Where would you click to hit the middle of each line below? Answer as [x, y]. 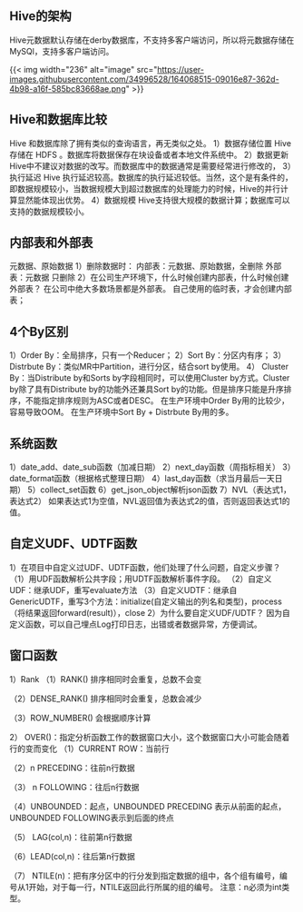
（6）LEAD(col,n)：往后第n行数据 [73, 856]
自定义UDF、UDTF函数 [73, 544]
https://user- [181, 69]
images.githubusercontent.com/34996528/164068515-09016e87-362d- [144, 79]
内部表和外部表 [51, 243]
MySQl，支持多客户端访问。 [62, 51]
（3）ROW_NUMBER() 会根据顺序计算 [80, 718]
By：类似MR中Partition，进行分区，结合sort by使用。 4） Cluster [167, 367]
